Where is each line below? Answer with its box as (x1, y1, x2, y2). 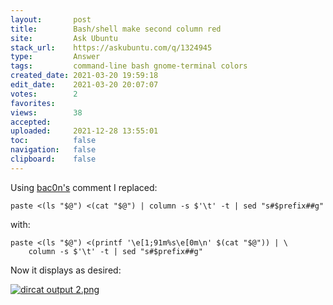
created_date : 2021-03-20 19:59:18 (10, 71, 159, 81)
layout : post (10, 14, 92, 25)
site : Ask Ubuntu (10, 33, 118, 43)
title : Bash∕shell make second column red (10, 24, 222, 34)
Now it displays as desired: (10, 264, 122, 276)
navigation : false (10, 145, 97, 155)
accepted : (10, 117, 52, 127)
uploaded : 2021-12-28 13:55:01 (10, 126, 159, 136)
